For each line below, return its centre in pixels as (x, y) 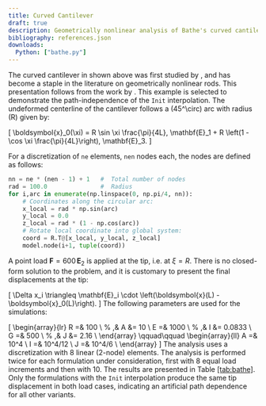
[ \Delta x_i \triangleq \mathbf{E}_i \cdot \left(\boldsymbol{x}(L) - (114, 295)
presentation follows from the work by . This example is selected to (118, 92)
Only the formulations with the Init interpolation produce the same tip (123, 377)
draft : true (28, 23)
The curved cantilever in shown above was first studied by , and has (120, 75)
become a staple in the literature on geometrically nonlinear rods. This (123, 83)
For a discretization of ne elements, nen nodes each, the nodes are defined (129, 156)
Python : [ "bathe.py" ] (51, 52)
